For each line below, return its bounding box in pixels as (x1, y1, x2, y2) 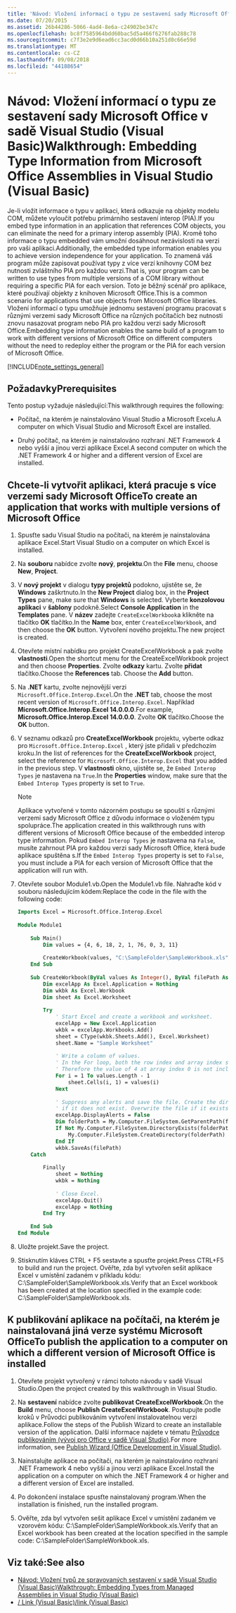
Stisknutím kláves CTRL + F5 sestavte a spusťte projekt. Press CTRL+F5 (17, 1256, 224, 1264)
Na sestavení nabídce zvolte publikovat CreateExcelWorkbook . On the (17, 1397, 224, 1406)
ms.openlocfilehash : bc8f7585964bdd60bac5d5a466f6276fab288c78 (7, 30, 197, 37)
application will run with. (17, 866, 88, 875)
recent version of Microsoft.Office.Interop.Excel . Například (17, 698, 195, 706)
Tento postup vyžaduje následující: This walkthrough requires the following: (7, 401, 224, 410)
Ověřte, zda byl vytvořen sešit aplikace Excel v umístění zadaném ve (17, 1514, 216, 1522)
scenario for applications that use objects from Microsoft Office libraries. (7, 296, 218, 305)
